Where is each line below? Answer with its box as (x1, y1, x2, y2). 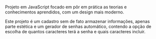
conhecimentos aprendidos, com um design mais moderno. (5, 9, 124, 15)
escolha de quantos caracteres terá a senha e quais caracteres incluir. (5, 29, 146, 34)
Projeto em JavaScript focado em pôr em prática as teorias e (5, 4, 127, 10)
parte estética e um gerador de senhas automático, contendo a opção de (5, 24, 152, 29)
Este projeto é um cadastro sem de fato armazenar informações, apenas (5, 19, 150, 24)
